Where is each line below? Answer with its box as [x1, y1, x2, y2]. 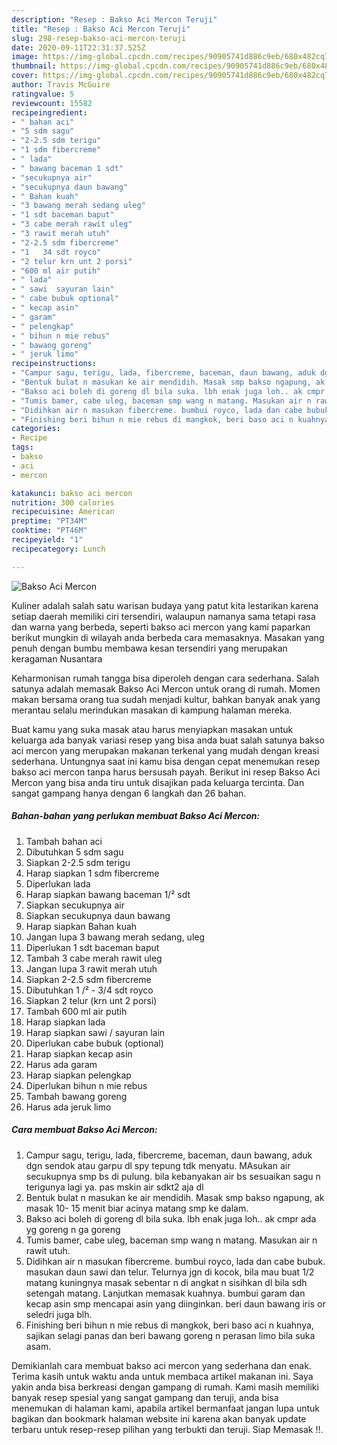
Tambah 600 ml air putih [25, 1005, 128, 1017]
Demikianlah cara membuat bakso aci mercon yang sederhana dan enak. [11, 1359, 312, 1371]
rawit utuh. [25, 1244, 71, 1256]
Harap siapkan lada [25, 1016, 106, 1028]
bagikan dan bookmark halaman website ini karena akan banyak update [11, 1412, 307, 1425]
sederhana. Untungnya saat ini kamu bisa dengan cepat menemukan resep [11, 755, 321, 767]
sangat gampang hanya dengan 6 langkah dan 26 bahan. [11, 787, 247, 799]
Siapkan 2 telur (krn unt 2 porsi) [25, 994, 158, 1006]
